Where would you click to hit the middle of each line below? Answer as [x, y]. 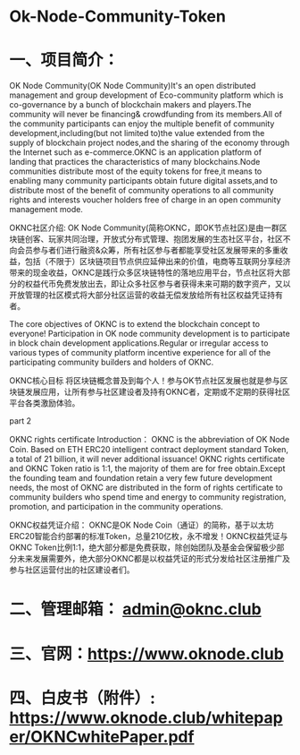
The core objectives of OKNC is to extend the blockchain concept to [135, 324]
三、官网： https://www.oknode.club [146, 653]
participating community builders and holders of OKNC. [112, 362]
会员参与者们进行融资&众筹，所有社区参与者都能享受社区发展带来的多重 [149, 250]
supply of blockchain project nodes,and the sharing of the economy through [150, 143]
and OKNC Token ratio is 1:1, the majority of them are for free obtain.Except [147, 468]
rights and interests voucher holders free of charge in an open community [145, 200]
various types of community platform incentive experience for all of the [140, 353]
